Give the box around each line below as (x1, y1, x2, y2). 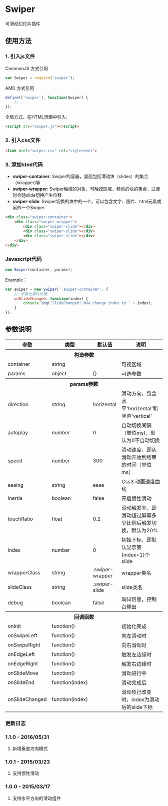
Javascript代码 (5, 255, 42, 262)
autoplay (7, 429, 28, 436)
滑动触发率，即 (121, 504, 157, 511)
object (51, 370, 66, 377)
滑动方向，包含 (121, 390, 157, 397)
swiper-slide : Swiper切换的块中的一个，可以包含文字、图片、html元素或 (12, 199, 161, 205)
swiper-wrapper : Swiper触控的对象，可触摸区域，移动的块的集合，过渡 (12, 186, 160, 192)
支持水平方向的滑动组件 (12, 795, 61, 801)
